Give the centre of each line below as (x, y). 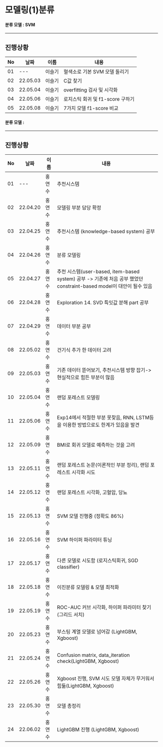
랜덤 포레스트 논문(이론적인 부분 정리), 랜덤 (103, 465)
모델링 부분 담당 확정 (79, 208)
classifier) (68, 567)
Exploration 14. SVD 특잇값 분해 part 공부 (103, 303)
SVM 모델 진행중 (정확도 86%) (90, 516)
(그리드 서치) (71, 615)
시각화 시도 (83, 473)
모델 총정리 (69, 706)
